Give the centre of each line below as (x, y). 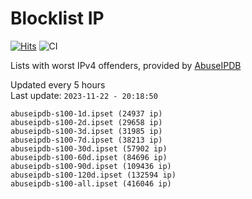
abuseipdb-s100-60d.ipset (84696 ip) (89, 157)
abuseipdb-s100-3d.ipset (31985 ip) (86, 131)
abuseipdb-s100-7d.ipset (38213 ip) (86, 140)
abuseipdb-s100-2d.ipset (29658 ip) (86, 122)
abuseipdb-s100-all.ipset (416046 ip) (91, 183)
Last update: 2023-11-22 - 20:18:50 (84, 95)
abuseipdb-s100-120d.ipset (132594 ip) (93, 175)
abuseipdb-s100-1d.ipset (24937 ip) (86, 113)
